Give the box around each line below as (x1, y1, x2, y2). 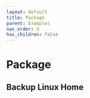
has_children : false (6, 32, 59, 38)
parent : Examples (6, 20, 50, 26)
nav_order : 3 (6, 26, 40, 32)
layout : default (6, 9, 47, 15)
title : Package (6, 15, 45, 21)
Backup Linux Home (6, 82, 84, 92)
